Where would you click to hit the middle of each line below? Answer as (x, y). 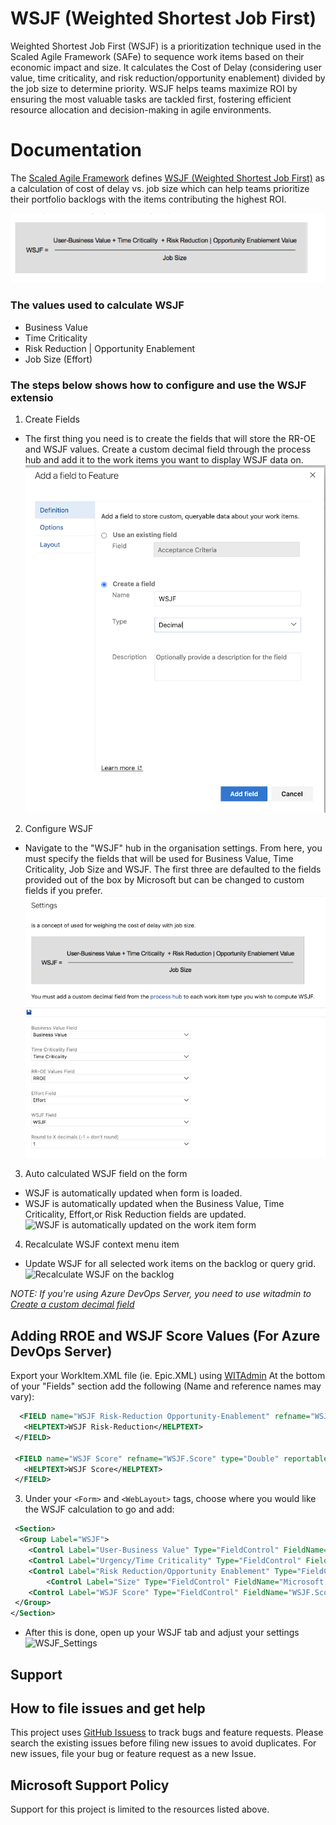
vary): (22, 1397)
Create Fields (52, 419)
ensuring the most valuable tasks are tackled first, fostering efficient (151, 99)
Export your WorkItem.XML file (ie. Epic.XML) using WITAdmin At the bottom (168, 1376)
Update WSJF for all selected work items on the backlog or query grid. (170, 1264)
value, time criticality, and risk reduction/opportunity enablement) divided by (168, 78)
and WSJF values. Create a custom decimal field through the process (168, 449)
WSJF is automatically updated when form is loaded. (133, 1193)
